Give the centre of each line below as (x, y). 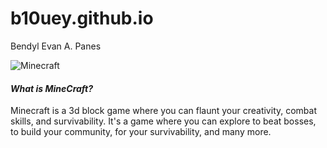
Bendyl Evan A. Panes (56, 46)
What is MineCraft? (52, 88)
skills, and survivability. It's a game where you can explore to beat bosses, (163, 121)
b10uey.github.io (82, 18)
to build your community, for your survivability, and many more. (141, 132)
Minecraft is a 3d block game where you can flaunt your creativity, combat (164, 111)
